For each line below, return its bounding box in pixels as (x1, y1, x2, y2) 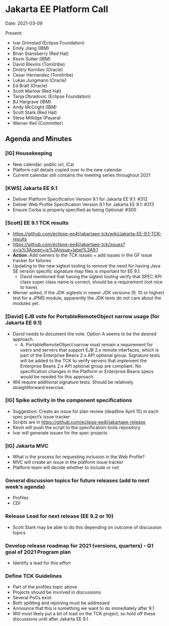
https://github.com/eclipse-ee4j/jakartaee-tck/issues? (12, 241, 125, 247)
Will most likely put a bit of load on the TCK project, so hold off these (12, 611, 156, 617)
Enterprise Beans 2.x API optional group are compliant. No (20, 363, 141, 369)
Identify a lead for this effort (12, 560, 71, 566)
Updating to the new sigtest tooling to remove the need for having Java (12, 263, 160, 269)
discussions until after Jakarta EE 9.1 (12, 616, 88, 622)
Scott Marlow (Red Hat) (12, 88, 62, 94)
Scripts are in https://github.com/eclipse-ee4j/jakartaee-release (12, 419, 146, 425)
